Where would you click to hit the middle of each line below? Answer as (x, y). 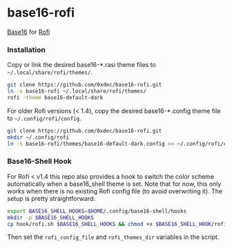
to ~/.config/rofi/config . (44, 118)
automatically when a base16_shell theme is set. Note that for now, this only (114, 184)
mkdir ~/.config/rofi (38, 137)
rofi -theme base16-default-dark (55, 97)
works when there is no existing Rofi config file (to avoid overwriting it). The (115, 191)
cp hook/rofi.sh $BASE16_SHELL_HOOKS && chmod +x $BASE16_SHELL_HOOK (109, 224)
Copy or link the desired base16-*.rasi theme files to (82, 65)
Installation (27, 50)
